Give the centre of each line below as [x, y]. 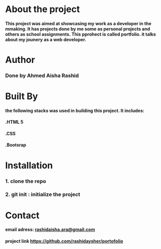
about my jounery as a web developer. [46, 39]
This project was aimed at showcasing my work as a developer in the [78, 23]
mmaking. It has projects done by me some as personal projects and [78, 29]
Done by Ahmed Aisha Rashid [42, 75]
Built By [22, 96]
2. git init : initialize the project [43, 195]
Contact [22, 215]
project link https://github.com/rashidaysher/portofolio [64, 241]
